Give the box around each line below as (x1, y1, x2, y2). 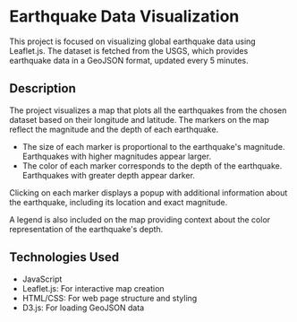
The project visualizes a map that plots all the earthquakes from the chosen (9, 105, 287, 116)
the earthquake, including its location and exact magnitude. (9, 196, 228, 207)
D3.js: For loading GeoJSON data (21, 302, 145, 313)
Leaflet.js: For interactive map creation (21, 283, 165, 293)
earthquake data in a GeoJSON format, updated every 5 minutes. (9, 55, 249, 65)
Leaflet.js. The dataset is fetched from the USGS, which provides (9, 45, 249, 56)
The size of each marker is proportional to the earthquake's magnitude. (21, 141, 285, 152)
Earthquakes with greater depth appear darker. (21, 170, 195, 180)
